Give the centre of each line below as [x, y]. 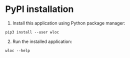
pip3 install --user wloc [32, 32]
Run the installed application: [42, 41]
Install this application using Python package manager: [69, 23]
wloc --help [17, 50]
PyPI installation [39, 9]
